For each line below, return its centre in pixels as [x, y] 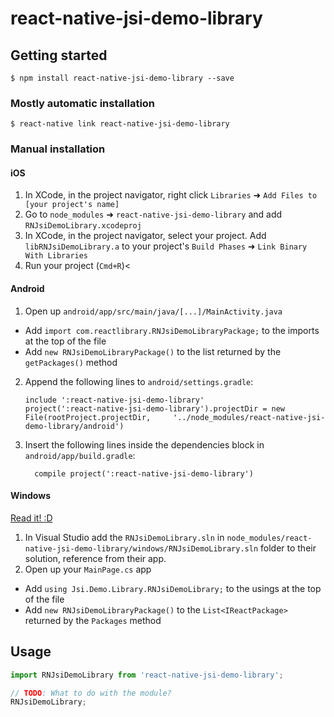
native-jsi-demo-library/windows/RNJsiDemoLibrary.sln [141, 548]
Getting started [59, 55]
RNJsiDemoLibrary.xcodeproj [83, 226]
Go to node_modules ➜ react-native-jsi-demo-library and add [153, 214]
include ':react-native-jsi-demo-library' [114, 400]
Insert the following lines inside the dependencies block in [144, 444]
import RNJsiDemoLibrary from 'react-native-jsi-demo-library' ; [147, 675]
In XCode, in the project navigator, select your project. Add [145, 236]
